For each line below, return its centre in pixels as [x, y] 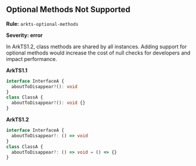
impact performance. [32, 59]
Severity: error [24, 35]
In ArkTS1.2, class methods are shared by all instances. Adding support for [97, 46]
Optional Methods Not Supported [68, 10]
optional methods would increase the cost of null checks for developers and [98, 53]
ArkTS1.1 [17, 70]
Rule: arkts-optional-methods [42, 23]
